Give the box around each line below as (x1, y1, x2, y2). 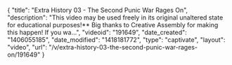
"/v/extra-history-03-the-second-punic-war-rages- (49, 43, 198, 51)
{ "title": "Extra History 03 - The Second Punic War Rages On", (7, 6, 188, 14)
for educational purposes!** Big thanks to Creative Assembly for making (7, 21, 219, 29)
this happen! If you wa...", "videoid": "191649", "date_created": (7, 28, 188, 36)
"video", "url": (7, 43, 48, 51)
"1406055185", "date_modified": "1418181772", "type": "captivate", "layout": (7, 36, 226, 44)
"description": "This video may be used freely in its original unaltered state (7, 13, 224, 22)
